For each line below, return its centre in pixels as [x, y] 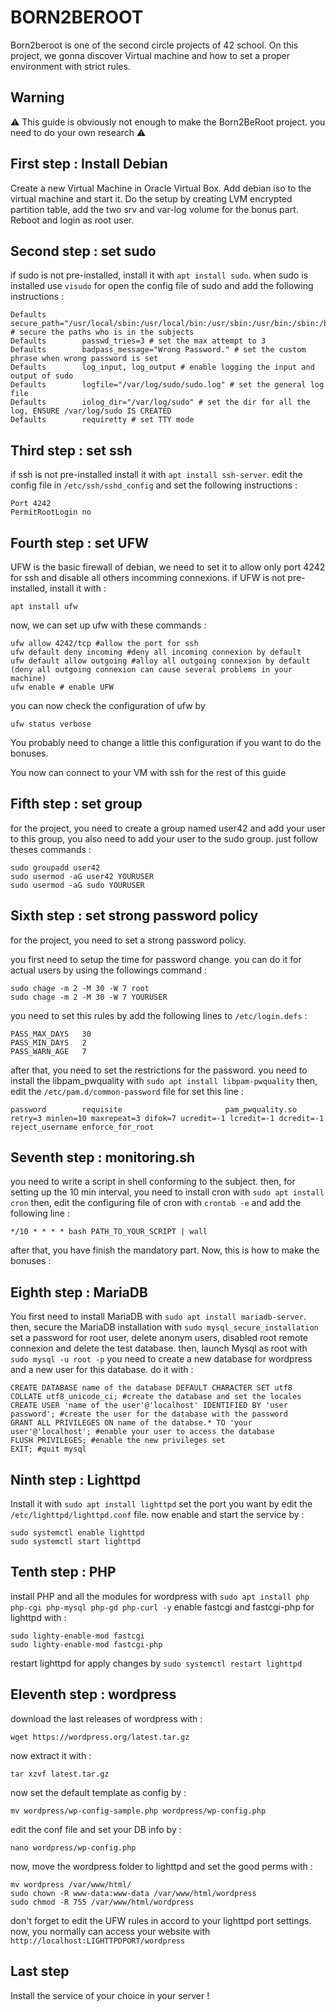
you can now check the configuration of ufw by [108, 705]
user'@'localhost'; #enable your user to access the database [142, 1432]
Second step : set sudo [83, 251]
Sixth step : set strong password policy [134, 916]
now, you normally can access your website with [110, 1931]
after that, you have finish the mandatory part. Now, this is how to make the [165, 1250]
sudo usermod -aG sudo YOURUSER [77, 885]
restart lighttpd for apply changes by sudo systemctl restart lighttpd [156, 1663]
